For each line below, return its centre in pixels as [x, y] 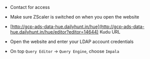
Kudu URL [110, 32]
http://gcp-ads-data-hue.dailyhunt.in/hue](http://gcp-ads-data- [78, 26]
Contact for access [30, 7]
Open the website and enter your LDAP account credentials [72, 41]
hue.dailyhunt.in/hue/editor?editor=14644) [54, 32]
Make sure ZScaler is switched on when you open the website [75, 17]
